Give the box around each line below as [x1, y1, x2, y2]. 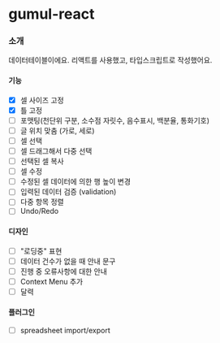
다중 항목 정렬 [19, 197, 64, 207]
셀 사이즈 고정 [19, 95, 64, 105]
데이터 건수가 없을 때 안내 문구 [19, 256, 116, 266]
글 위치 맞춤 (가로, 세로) [19, 125, 95, 135]
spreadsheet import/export [19, 326, 111, 336]
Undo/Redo [19, 206, 59, 216]
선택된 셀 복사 [19, 156, 64, 167]
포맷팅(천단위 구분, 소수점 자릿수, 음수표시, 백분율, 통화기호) [19, 115, 209, 125]
